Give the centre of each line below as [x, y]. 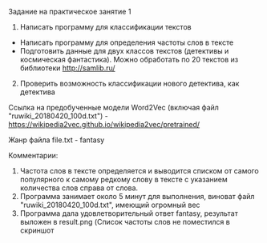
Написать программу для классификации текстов [105, 27]
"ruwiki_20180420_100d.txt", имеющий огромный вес [110, 205]
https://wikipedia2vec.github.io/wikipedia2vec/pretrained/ [104, 124]
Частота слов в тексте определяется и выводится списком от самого [139, 171]
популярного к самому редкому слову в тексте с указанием [123, 179]
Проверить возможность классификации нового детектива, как [129, 84]
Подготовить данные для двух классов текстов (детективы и [124, 51]
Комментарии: [33, 155]
